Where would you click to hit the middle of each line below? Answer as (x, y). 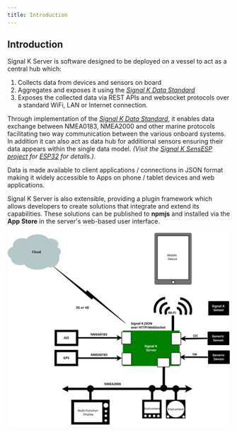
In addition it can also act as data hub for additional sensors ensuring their (115, 141)
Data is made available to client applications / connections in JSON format (115, 170)
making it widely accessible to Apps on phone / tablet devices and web (111, 177)
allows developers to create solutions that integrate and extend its (103, 206)
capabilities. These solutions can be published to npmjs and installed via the (119, 214)
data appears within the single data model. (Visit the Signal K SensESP (110, 149)
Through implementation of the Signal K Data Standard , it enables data (111, 119)
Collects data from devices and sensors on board (89, 83)
